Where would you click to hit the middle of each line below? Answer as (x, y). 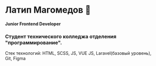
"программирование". (33, 43)
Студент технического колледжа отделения (61, 36)
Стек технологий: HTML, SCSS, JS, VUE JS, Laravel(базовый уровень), (78, 53)
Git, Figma (15, 59)
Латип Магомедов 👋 (48, 10)
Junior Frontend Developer (33, 23)
